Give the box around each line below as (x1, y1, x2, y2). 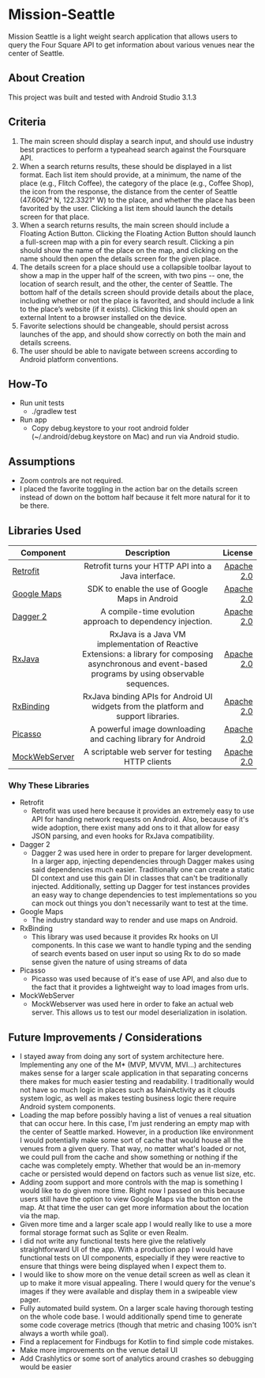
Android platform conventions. (19, 354, 119, 364)
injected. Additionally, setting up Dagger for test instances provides (31, 882, 251, 891)
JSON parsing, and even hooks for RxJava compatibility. (31, 831, 215, 841)
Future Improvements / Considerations (8, 1030, 203, 1044)
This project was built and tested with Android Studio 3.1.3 (8, 92, 197, 102)
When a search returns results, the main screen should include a (19, 220, 230, 230)
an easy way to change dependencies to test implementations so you (31, 890, 257, 900)
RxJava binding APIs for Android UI (82, 691, 213, 702)
